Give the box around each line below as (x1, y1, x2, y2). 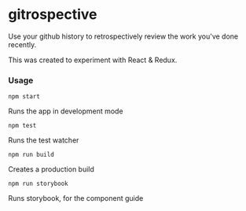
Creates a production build (8, 165, 94, 174)
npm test (8, 122, 37, 130)
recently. (8, 39, 37, 49)
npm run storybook (8, 180, 68, 188)
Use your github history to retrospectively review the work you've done (8, 31, 239, 41)
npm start (8, 93, 41, 101)
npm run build (8, 151, 55, 159)
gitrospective (8, 6, 97, 24)
